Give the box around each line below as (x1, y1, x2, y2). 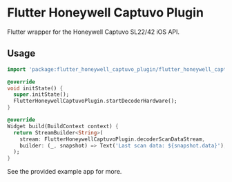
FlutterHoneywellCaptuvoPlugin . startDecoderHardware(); (13, 98, 177, 105)
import (7, 65, 26, 73)
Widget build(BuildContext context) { (7, 123, 119, 130)
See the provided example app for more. (7, 168, 122, 176)
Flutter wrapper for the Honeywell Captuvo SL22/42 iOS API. (7, 28, 180, 36)
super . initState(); (13, 91, 70, 98)
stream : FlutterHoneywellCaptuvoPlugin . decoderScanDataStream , (19, 136, 206, 143)
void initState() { (7, 85, 64, 92)
